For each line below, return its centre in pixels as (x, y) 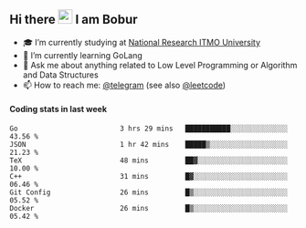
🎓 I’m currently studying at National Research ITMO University (141, 42)
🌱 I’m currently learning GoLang (83, 55)
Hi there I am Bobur (74, 20)
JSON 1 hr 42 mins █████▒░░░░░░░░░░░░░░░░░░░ (148, 145)
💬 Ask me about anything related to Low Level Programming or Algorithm (160, 65)
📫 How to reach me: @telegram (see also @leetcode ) (124, 85)
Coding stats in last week (58, 109)
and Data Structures (60, 75)
